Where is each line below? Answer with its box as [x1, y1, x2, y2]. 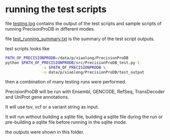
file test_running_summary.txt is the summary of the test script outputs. [5, 36, 155, 42]
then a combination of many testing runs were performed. [5, 79, 127, 85]
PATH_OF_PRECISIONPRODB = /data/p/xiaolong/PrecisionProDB [5, 55, 129, 61]
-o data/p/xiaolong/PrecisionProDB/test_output [41, 70, 145, 75]
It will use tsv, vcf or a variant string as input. [5, 104, 99, 110]
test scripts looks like [5, 45, 50, 51]
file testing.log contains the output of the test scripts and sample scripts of [5, 20, 162, 26]
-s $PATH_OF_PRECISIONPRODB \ [41, 65, 106, 70]
